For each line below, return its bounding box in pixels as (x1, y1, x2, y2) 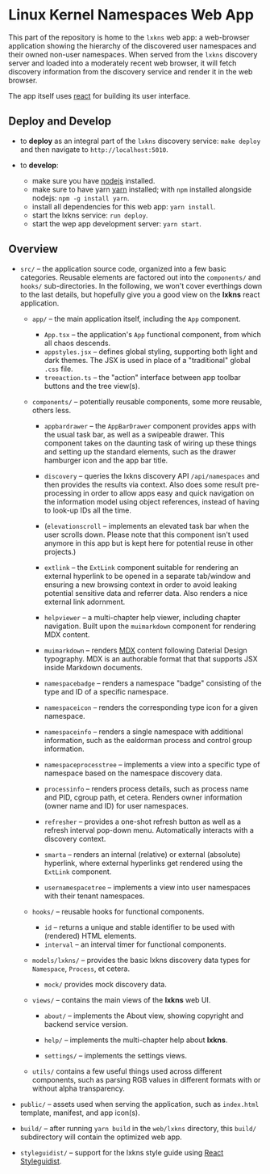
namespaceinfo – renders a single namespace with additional (44, 726, 243, 737)
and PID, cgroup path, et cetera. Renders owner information (44, 792, 243, 802)
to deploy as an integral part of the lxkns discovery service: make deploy (19, 136, 261, 146)
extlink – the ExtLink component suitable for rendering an (44, 562, 239, 572)
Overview (8, 243, 59, 256)
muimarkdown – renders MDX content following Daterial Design (44, 645, 247, 655)
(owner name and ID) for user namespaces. (44, 800, 189, 810)
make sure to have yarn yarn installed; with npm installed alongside (31, 184, 252, 194)
